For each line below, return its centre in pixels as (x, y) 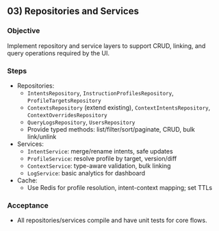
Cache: (27, 180)
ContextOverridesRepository (67, 115)
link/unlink (42, 136)
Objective (24, 31)
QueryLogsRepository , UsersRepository (81, 122)
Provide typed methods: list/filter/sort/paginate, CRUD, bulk (111, 129)
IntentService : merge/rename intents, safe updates (100, 151)
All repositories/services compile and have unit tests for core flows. (112, 220)
